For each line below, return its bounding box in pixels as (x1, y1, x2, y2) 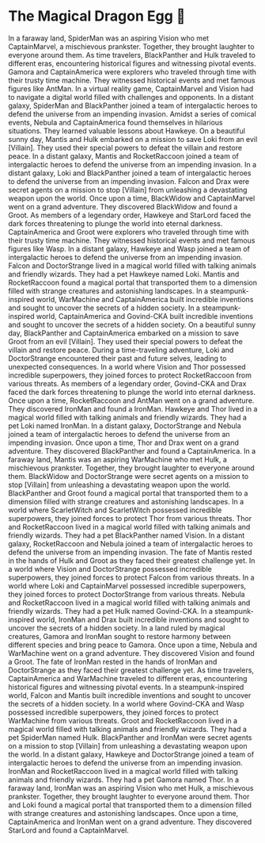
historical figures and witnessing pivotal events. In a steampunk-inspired (8, 682, 244, 692)
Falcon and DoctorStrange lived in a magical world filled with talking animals (8, 261, 257, 270)
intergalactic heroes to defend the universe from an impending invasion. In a (8, 159, 257, 169)
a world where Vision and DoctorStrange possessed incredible (8, 564, 212, 573)
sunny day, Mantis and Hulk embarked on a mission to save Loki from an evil (8, 134, 258, 144)
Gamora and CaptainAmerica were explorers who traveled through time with (8, 67, 257, 76)
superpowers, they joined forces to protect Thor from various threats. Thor (8, 513, 252, 523)
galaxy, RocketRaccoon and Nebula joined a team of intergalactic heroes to (8, 538, 253, 548)
